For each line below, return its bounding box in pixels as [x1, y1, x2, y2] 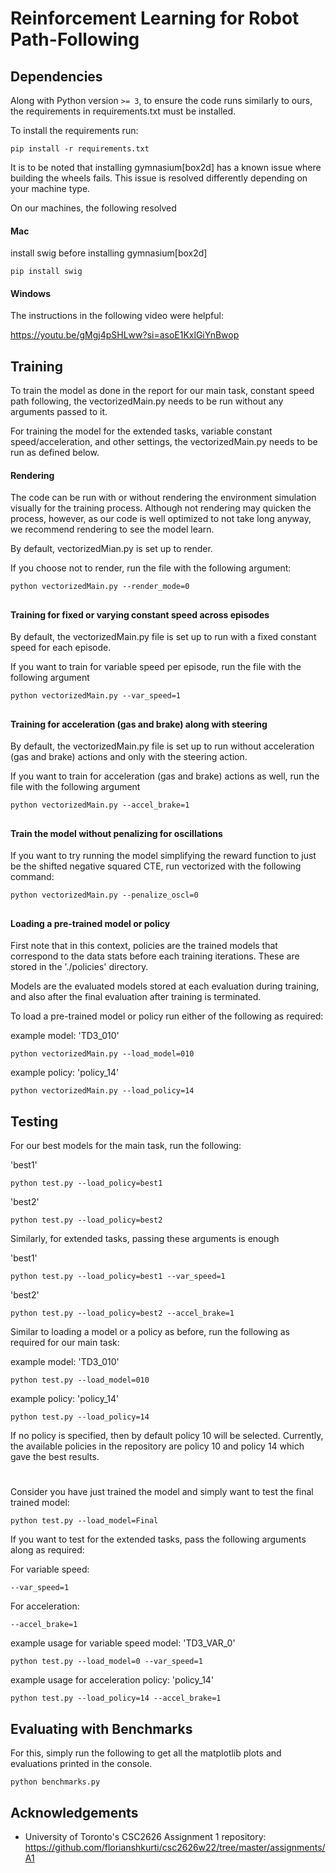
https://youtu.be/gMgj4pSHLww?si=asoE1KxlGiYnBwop [10, 329, 240, 341]
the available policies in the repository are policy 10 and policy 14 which [10, 1440, 305, 1452]
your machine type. [10, 183, 91, 194]
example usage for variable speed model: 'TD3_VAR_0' [10, 1637, 236, 1649]
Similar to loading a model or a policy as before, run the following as [10, 1326, 290, 1338]
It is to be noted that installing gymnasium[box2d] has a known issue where [10, 162, 322, 173]
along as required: [10, 1544, 85, 1556]
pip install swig [10, 267, 83, 277]
